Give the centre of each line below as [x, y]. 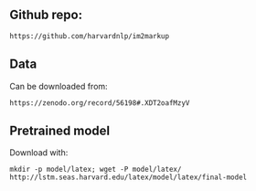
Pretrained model [60, 131]
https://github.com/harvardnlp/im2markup [90, 36]
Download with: [39, 153]
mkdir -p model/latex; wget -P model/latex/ [96, 170]
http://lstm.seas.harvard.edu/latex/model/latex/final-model [128, 177]
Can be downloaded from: [59, 86]
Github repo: [46, 15]
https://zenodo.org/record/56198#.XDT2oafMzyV [100, 103]
